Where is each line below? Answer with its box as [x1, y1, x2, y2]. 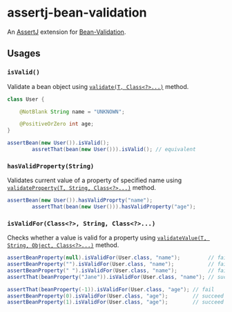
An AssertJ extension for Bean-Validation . [7, 28, 126, 36]
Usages [7, 48, 41, 59]
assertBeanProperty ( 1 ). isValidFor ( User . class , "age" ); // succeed [7, 299, 224, 306]
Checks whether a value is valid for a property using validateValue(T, [7, 233, 207, 242]
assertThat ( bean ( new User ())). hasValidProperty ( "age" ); [32, 204, 196, 211]
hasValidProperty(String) [7, 162, 95, 170]
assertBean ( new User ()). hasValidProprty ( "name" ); [7, 197, 153, 204]
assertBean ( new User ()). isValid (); [7, 139, 110, 146]
